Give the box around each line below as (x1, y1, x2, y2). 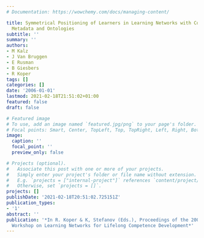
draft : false (6, 104, 39, 110)
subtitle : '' (6, 31, 39, 37)
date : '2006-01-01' (6, 87, 56, 94)
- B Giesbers (6, 65, 39, 71)
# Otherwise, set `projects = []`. (6, 183, 102, 189)
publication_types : (6, 200, 56, 206)
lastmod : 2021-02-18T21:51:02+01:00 (6, 93, 99, 100)
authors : (6, 42, 29, 49)
